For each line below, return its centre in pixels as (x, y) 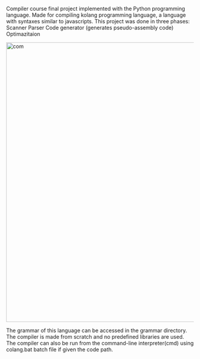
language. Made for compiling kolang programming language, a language (96, 15)
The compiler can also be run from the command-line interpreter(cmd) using (100, 343)
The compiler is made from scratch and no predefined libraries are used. (95, 337)
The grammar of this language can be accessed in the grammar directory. (97, 330)
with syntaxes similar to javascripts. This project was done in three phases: (98, 21)
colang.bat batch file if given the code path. (60, 349)
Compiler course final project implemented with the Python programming (96, 9)
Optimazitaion (23, 34)
